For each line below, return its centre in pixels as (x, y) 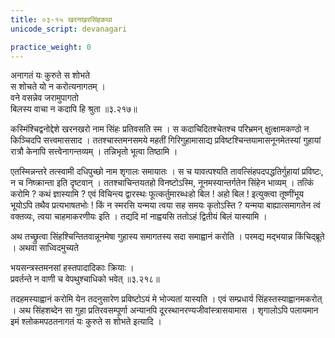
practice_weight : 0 (51, 47)
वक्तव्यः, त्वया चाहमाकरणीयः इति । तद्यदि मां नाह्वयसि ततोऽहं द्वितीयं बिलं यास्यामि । (139, 217)
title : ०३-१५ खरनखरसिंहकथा (61, 19)
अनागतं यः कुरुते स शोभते (50, 75)
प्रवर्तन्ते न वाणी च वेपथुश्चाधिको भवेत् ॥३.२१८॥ (85, 279)
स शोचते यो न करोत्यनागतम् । (58, 87)
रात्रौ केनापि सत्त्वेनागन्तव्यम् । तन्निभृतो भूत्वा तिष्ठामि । (94, 152)
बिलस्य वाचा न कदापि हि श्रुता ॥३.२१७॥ (74, 109)
